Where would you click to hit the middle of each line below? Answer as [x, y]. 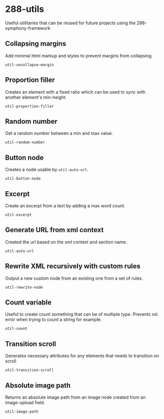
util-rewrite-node [24, 287]
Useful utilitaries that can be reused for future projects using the [70, 23]
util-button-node [23, 179]
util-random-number [25, 142]
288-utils [25, 9]
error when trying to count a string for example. [54, 320]
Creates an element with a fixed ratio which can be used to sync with [75, 92]
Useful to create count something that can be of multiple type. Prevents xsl [82, 314]
